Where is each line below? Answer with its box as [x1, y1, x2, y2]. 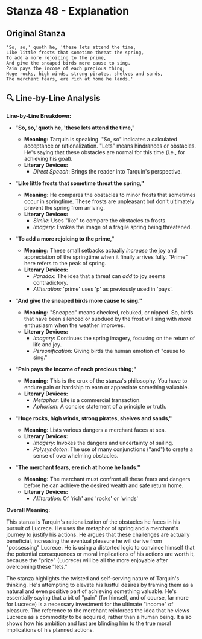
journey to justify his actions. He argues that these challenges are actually [6, 531, 190, 538]
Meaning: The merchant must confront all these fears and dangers [24, 475, 191, 482]
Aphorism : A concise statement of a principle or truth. [33, 403, 167, 410]
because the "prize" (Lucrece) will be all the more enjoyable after [6, 556, 168, 563]
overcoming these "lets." [6, 563, 68, 570]
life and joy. [33, 340, 62, 348]
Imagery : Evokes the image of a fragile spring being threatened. [33, 223, 192, 230]
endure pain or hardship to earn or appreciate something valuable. [24, 383, 189, 391]
